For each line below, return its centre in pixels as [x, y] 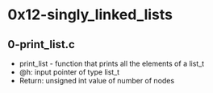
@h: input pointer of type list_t [69, 72]
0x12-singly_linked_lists [90, 15]
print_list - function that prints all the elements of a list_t [112, 63]
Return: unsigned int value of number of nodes [97, 81]
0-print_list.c [42, 44]
